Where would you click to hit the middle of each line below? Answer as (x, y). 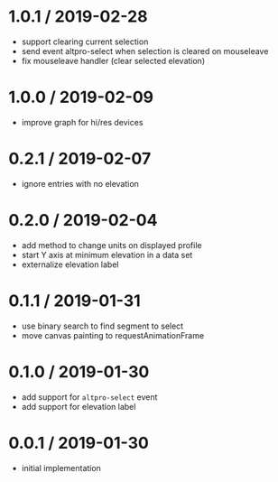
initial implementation (61, 468)
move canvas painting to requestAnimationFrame (113, 335)
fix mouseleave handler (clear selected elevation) (113, 60)
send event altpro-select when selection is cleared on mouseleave (145, 51)
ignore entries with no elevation (80, 183)
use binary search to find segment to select (102, 326)
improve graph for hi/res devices (82, 122)
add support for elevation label (79, 406)
